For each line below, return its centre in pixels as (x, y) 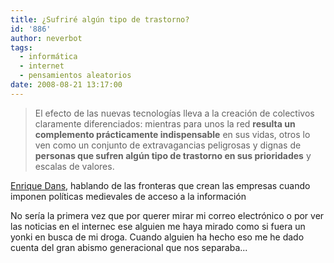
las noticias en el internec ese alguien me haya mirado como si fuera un (158, 226)
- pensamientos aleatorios (75, 76)
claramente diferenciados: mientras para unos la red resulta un (165, 123)
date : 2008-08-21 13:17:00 (66, 85)
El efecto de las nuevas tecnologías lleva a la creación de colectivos (174, 113)
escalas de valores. (74, 166)
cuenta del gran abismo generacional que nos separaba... (129, 247)
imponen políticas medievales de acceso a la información (128, 196)
